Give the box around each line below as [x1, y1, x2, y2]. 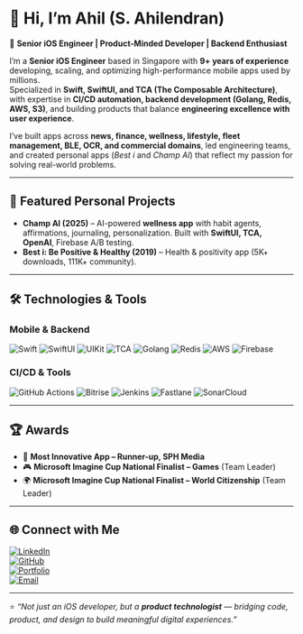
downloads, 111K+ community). [22, 256, 137, 267]
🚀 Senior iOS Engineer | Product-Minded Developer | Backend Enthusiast [9, 38, 288, 49]
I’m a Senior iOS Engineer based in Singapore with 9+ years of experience [9, 55, 289, 66]
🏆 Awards [9, 423, 69, 438]
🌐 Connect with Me [9, 522, 120, 538]
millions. [9, 74, 41, 85]
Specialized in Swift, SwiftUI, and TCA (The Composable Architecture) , [9, 84, 278, 95]
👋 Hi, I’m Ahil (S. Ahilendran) [9, 8, 225, 29]
